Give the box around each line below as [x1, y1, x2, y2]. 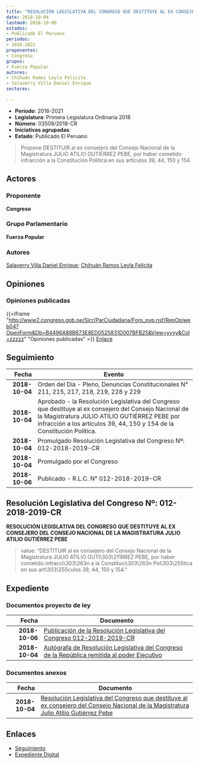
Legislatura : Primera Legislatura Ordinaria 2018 [14, 113, 131, 120]
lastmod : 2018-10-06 [6, 20, 57, 26]
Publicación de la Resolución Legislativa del [43, 626, 165, 635]
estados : [6, 25, 28, 31]
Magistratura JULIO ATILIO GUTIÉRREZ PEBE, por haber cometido [20, 150, 182, 157]
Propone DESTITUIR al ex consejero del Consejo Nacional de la [20, 144, 175, 151]
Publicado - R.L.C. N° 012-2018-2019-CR [37, 474, 161, 482]
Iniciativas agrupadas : [14, 126, 71, 133]
